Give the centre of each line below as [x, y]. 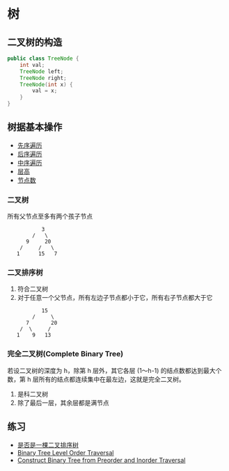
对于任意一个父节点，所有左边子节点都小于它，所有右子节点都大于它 [115, 298]
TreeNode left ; [42, 71]
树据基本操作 [35, 127]
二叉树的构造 [35, 42]
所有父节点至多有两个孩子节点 [50, 216]
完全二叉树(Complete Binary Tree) [65, 354]
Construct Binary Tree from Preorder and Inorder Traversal [101, 460]
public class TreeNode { [43, 58]
